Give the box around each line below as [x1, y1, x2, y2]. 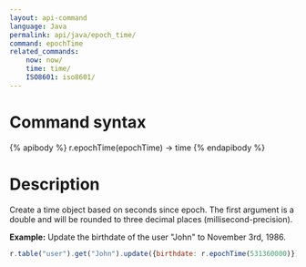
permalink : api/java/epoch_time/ [9, 30, 137, 39]
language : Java [9, 22, 67, 31]
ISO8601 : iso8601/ [25, 73, 96, 82]
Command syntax [9, 111, 147, 132]
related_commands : [9, 47, 79, 56]
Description [9, 174, 100, 194]
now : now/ [25, 56, 64, 65]
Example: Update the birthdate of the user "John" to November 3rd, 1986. [9, 231, 287, 242]
